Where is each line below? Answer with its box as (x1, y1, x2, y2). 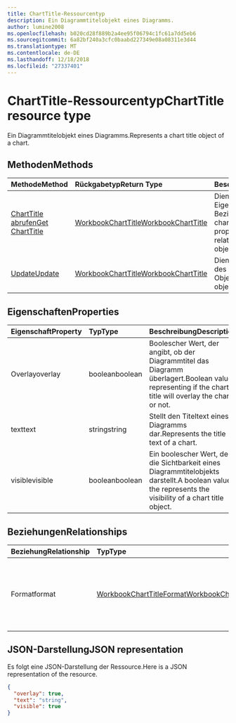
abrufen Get (11, 218, 48, 228)
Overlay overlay (11, 370, 61, 379)
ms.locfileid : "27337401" (7, 63, 83, 70)
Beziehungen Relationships (7, 526, 128, 538)
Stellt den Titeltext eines (149, 412, 229, 422)
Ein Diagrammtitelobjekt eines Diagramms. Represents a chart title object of (7, 131, 225, 139)
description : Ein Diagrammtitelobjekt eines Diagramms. (7, 17, 174, 24)
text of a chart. (149, 438, 198, 448)
